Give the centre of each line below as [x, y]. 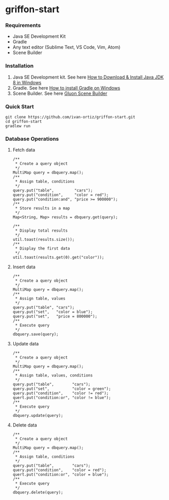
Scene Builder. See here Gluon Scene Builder [60, 93]
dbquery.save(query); [35, 334]
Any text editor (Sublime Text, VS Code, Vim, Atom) [66, 47]
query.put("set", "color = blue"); [53, 312]
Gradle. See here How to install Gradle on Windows [66, 88]
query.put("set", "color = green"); [62, 389]
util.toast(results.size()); [44, 240]
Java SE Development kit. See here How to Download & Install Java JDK [88, 77]
